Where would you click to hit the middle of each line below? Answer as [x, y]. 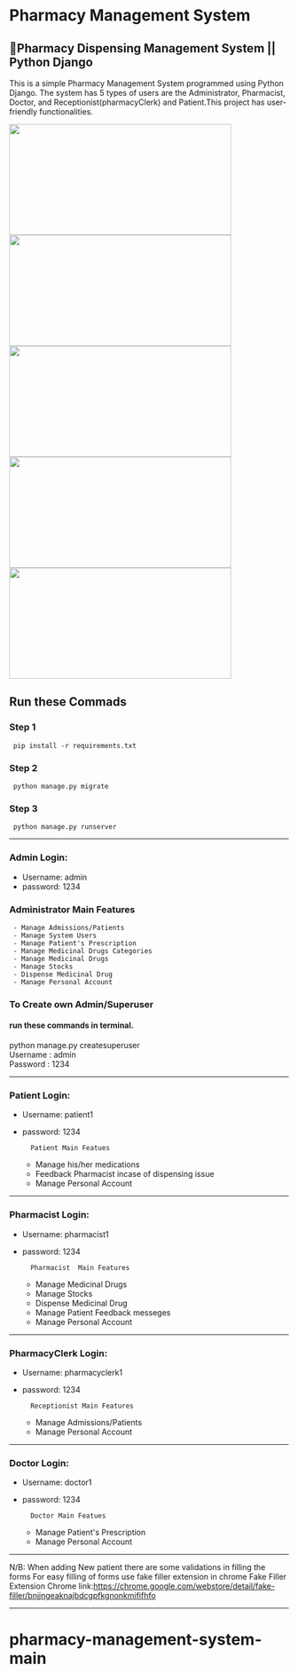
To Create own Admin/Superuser [81, 1004]
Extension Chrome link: [51, 1586]
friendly [24, 111]
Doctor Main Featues [68, 1516]
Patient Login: [40, 1095]
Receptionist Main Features [82, 1406]
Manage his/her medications [87, 1164]
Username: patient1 [58, 1115]
